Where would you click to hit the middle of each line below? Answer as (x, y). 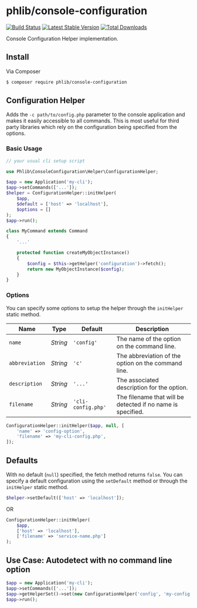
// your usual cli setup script (45, 161)
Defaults (22, 460)
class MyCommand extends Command (47, 231)
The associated (138, 380)
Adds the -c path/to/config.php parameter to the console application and (96, 115)
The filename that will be (150, 397)
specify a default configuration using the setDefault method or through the (97, 481)
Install (18, 57)
